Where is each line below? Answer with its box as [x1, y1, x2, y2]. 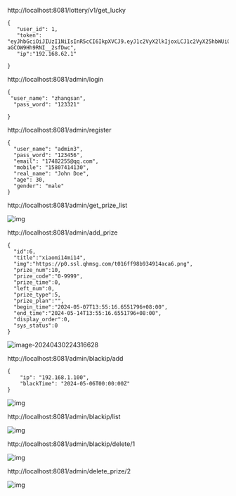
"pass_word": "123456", [13, 151, 83, 159]
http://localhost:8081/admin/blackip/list [7, 412, 121, 421]
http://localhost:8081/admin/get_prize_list [7, 201, 128, 209]
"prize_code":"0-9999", [13, 273, 83, 280]
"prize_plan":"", [13, 297, 65, 304]
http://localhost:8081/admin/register [7, 126, 112, 134]
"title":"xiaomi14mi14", [13, 254, 86, 261]
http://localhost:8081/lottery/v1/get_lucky [7, 6, 126, 14]
